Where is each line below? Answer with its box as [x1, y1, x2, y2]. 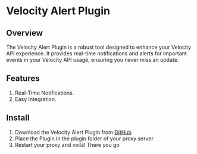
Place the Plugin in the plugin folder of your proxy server [14, 135, 154, 142]
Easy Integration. [14, 95, 57, 102]
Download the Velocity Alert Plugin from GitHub [14, 128, 132, 136]
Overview [6, 28, 43, 38]
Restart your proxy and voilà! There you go [14, 141, 120, 148]
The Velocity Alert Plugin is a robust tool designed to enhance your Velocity [6, 43, 192, 51]
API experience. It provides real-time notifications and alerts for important [6, 50, 187, 57]
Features [6, 73, 40, 84]
